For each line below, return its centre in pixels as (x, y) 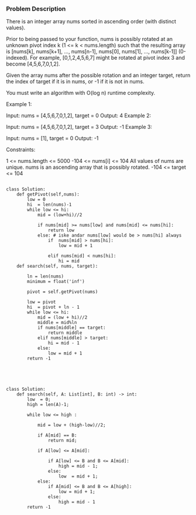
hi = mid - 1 (64, 343)
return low (61, 230)
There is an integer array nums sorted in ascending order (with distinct (91, 22)
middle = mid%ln (57, 323)
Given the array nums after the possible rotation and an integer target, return (98, 76)
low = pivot (42, 302)
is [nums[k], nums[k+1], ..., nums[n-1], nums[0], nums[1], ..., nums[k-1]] (92, 52)
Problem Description (36, 9)
